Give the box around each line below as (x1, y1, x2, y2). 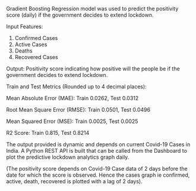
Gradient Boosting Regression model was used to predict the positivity (6, 5, 179, 12)
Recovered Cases (14, 54, 58, 60)
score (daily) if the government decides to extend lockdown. (6, 11, 154, 19)
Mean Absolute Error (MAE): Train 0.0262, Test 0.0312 (6, 95, 139, 101)
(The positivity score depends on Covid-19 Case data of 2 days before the (6, 165, 188, 172)
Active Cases (14, 41, 48, 48)
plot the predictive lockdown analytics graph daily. (6, 153, 129, 161)
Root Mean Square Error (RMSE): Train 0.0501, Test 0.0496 (6, 106, 150, 113)
